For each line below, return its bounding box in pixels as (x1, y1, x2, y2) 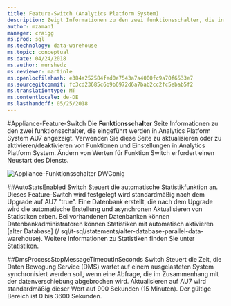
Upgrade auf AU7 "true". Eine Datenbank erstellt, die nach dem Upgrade (7, 197, 213, 206)
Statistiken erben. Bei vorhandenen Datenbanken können (7, 212, 170, 220)
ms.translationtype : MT (7, 87, 76, 94)
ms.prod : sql (7, 36, 45, 43)
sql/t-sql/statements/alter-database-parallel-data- (60, 226, 204, 235)
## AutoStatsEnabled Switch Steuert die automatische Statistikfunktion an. (7, 183, 219, 191)
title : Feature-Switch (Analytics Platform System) (7, 10, 159, 17)
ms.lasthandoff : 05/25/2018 (7, 100, 89, 107)
